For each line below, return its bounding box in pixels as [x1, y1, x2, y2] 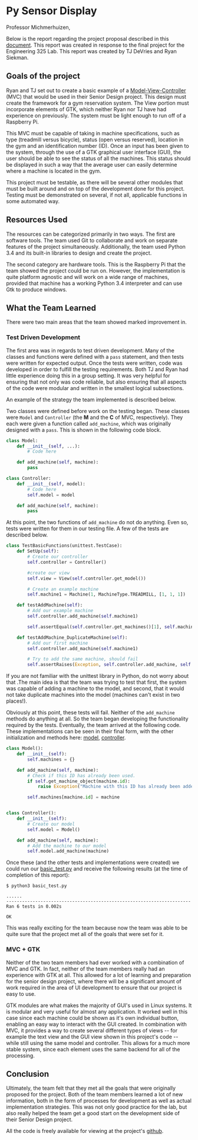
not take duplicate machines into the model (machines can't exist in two [6, 691, 180, 699]
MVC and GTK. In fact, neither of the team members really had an [6, 965, 165, 972]
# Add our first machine [27, 640, 88, 646]
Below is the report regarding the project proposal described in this [6, 35, 169, 42]
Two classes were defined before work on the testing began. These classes [6, 407, 190, 414]
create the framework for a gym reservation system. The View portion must [6, 99, 189, 106]
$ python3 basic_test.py [6, 883, 67, 889]
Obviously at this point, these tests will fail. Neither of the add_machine [6, 709, 175, 716]
